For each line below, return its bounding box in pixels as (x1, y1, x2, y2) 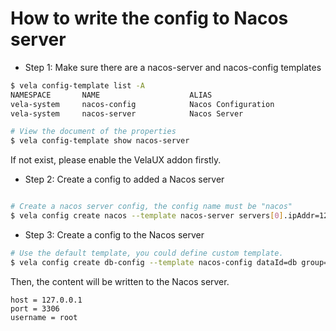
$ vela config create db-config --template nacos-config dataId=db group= (10, 257, 329, 267)
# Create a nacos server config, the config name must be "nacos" (10, 202, 293, 212)
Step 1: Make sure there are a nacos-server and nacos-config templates (24, 61, 322, 73)
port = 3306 (10, 303, 60, 314)
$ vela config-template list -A (10, 80, 145, 91)
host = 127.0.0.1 (10, 295, 83, 305)
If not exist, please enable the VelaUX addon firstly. (10, 154, 222, 166)
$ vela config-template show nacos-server (10, 136, 190, 146)
